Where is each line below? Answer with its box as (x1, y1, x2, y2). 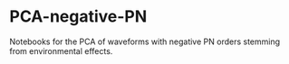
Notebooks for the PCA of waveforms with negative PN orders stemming (9, 36, 281, 47)
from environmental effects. (9, 45, 113, 56)
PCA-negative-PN (9, 6, 148, 27)
